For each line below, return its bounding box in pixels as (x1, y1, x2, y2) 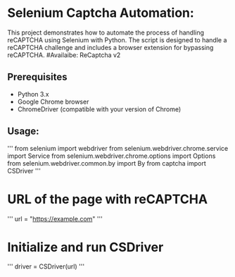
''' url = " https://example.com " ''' (7, 214, 103, 223)
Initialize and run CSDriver (7, 239, 164, 255)
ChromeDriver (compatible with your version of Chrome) (17, 104, 182, 113)
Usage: (7, 125, 40, 137)
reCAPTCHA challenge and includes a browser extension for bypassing (7, 43, 214, 51)
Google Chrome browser (17, 97, 89, 106)
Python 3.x (17, 90, 49, 98)
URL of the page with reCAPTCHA (7, 191, 208, 207)
